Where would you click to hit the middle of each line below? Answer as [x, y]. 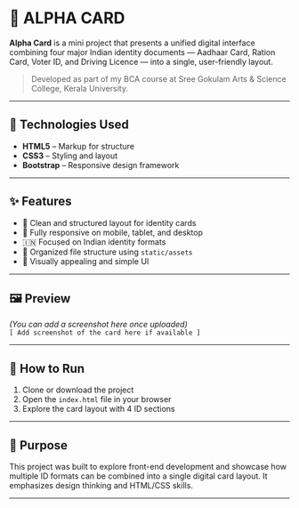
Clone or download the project [78, 390]
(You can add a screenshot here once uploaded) [99, 325]
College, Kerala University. [80, 88]
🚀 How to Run [47, 368]
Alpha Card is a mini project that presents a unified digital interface [132, 43]
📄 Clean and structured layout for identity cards [109, 222]
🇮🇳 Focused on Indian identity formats [94, 242]
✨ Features [40, 202]
